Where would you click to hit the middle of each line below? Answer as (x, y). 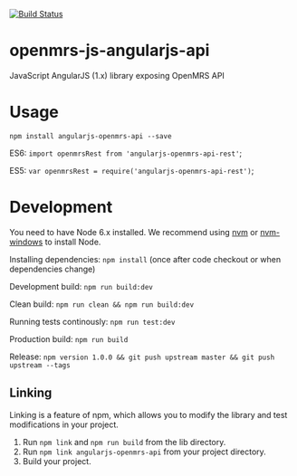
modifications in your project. (64, 424)
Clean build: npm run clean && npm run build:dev (102, 304)
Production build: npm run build (69, 338)
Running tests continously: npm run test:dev (92, 321)
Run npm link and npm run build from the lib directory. (124, 442)
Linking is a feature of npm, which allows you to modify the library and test (148, 414)
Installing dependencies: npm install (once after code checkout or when (145, 259)
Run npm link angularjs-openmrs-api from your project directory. (144, 452)
